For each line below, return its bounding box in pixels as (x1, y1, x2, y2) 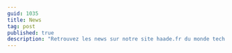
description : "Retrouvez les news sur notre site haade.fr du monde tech (7, 36, 226, 43)
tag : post (7, 23, 36, 30)
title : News (7, 17, 42, 23)
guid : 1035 (7, 10, 39, 17)
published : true (7, 29, 54, 36)
